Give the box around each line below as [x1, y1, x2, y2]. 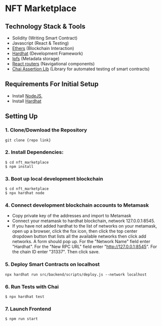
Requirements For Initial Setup [5, 80, 99, 88]
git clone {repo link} [5, 138, 51, 143]
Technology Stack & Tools [5, 22, 86, 31]
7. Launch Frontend [5, 305, 51, 312]
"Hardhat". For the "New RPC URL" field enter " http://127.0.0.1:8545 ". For [12, 244, 157, 250]
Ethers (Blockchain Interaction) [12, 46, 74, 51]
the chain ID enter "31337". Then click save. [12, 249, 100, 255]
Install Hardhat [12, 98, 42, 104]
